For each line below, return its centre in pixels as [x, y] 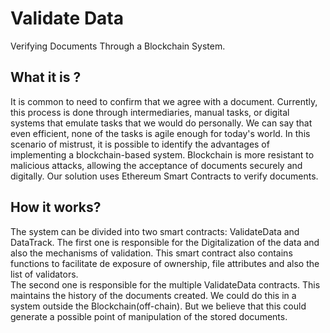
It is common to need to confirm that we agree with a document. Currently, [164, 101]
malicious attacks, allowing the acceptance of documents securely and [156, 165]
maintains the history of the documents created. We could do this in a [153, 295]
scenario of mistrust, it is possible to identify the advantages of [140, 144]
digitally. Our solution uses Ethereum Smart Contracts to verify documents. [164, 176]
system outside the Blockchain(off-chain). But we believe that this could [158, 306]
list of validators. [44, 274]
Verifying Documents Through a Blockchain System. [118, 46]
